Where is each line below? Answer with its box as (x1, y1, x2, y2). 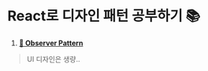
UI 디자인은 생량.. (26, 54, 80, 63)
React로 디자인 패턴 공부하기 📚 (7, 7, 201, 25)
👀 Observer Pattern (18, 38, 84, 48)
